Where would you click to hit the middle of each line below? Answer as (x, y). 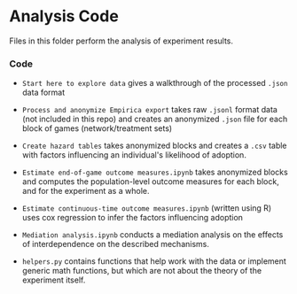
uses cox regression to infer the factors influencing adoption (133, 218)
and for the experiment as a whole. (86, 191)
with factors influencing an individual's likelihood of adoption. (134, 155)
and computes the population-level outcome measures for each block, (150, 182)
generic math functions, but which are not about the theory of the (142, 271)
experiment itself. (54, 280)
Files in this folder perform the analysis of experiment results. (121, 41)
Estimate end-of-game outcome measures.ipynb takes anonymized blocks (155, 172)
